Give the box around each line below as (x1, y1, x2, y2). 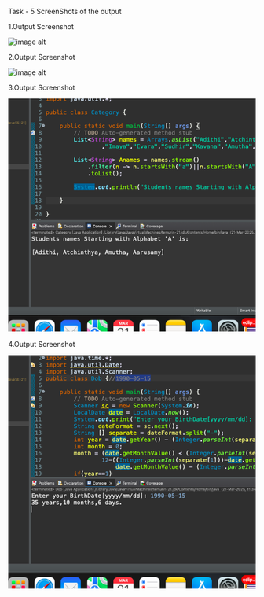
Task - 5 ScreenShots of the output (8, 7, 122, 16)
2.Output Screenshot (8, 53, 76, 61)
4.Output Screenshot (8, 340, 76, 349)
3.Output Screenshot (8, 83, 75, 92)
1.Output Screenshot (8, 22, 75, 31)
